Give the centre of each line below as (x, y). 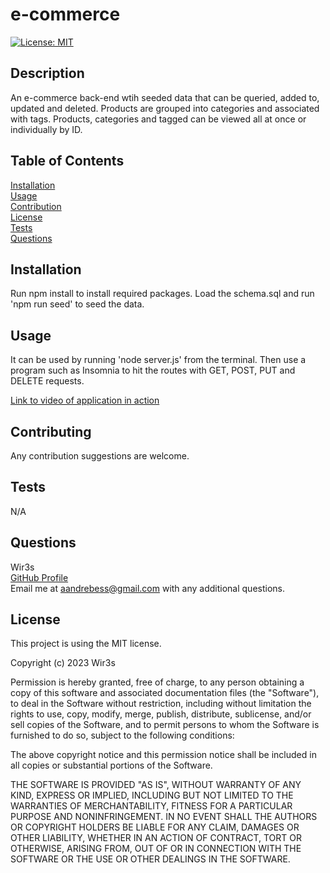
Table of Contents (67, 161)
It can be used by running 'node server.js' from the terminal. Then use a (158, 360)
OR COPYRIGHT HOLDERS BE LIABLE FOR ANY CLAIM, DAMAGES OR (155, 827)
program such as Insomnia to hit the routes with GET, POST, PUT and (153, 370)
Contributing (51, 431)
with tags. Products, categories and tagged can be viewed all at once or (158, 119)
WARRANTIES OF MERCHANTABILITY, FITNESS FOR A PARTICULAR (151, 806)
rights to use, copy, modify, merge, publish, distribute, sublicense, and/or (161, 714)
